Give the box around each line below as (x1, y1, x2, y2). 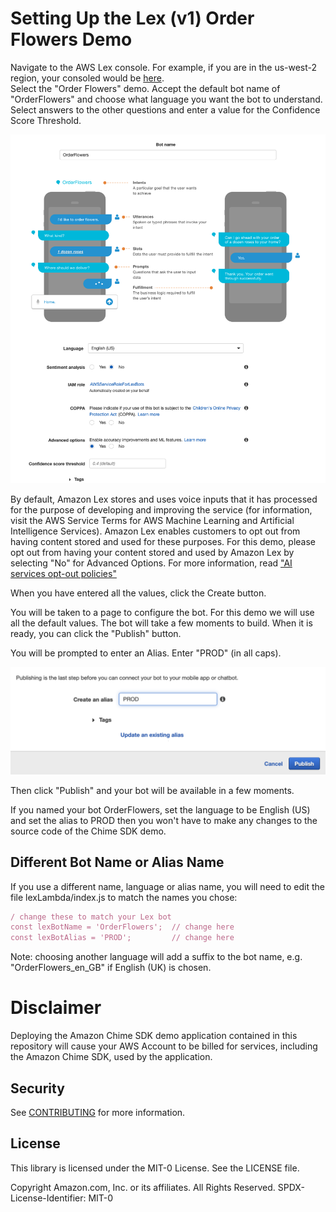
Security (10, 1080, 65, 1097)
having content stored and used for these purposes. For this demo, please (10, 536, 316, 548)
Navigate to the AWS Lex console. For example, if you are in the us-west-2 (10, 61, 318, 73)
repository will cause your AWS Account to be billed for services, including (10, 1040, 318, 1052)
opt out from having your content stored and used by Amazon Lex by (10, 547, 295, 559)
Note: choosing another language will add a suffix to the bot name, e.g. (10, 951, 303, 963)
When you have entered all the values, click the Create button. (10, 587, 267, 599)
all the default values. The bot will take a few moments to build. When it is (10, 617, 313, 629)
